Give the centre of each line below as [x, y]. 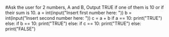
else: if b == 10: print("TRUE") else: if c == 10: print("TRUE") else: [73, 23]
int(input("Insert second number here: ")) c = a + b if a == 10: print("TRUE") [84, 18]
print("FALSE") [20, 29]
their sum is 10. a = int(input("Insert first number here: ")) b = [69, 13]
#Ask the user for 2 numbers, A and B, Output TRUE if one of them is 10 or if [85, 7]
